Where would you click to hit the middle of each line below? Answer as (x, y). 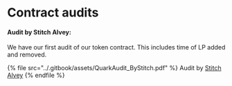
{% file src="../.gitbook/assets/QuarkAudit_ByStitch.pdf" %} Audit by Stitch (114, 68)
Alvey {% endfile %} (36, 75)
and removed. (27, 55)
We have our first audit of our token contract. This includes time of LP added (116, 47)
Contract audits (53, 13)
